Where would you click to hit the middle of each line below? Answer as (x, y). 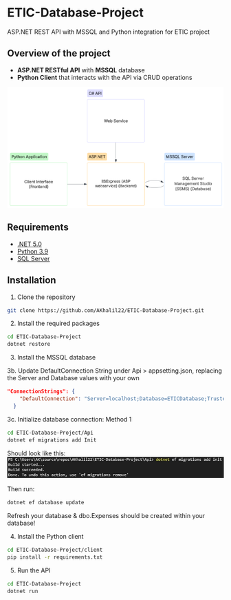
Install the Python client (50, 537)
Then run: (21, 489)
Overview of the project (59, 53)
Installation (32, 280)
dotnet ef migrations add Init (52, 440)
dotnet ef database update (46, 503)
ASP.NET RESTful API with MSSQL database (81, 70)
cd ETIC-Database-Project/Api (51, 433)
